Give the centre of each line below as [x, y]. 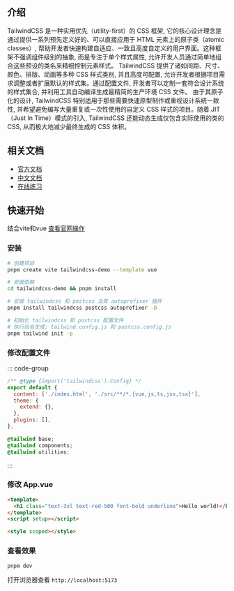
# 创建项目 [21, 263]
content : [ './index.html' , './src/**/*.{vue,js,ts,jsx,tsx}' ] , [107, 394]
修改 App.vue [30, 485]
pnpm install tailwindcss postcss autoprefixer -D [82, 308]
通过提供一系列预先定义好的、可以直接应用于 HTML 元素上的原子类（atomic [116, 39]
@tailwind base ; [31, 439]
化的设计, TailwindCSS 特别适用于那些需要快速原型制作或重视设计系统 [107, 100]
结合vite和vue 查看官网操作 [46, 228]
